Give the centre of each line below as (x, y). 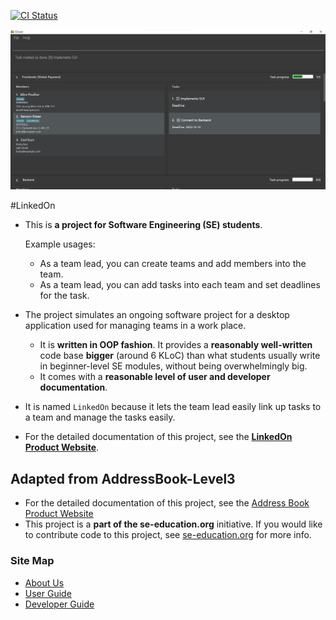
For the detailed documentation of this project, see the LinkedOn (158, 437)
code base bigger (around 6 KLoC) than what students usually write (180, 356)
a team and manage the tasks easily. (100, 417)
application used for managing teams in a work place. (135, 326)
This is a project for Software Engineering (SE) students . (143, 225)
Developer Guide (59, 604)
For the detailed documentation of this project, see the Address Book (167, 503)
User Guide (48, 593)
